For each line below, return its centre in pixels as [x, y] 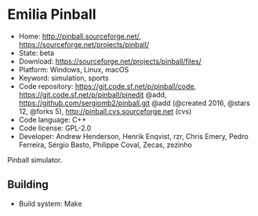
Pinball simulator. [35, 159]
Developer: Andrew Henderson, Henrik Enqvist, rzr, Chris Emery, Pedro [133, 136]
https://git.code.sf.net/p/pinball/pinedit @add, [93, 94]
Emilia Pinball [52, 15]
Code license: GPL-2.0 [55, 128]
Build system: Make [51, 203]
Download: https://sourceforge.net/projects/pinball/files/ [110, 61]
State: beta [36, 53]
